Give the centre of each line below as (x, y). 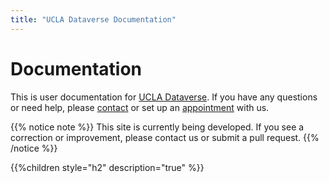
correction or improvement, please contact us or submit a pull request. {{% (165, 137)
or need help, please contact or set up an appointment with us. (140, 107)
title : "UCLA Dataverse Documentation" (93, 19)
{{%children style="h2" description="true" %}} (107, 167)
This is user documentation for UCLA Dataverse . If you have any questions (164, 97)
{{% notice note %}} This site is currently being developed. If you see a (157, 127)
